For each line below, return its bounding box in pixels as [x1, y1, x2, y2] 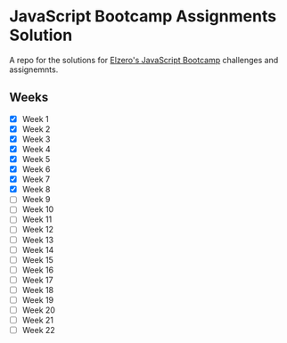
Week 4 [21, 143, 51, 154]
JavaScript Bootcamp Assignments [9, 6, 277, 27]
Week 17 [21, 274, 53, 285]
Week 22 [21, 325, 55, 336]
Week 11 [21, 214, 53, 225]
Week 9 [21, 194, 51, 205]
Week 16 [21, 265, 54, 275]
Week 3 [21, 134, 51, 144]
